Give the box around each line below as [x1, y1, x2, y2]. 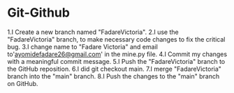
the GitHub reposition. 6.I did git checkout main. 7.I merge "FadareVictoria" [7, 65, 222, 73]
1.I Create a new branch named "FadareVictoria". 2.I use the [7, 28, 180, 36]
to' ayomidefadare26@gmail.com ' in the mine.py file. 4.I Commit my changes [7, 50, 228, 58]
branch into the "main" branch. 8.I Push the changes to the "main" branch [7, 71, 220, 81]
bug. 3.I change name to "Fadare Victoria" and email [7, 42, 159, 51]
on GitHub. [7, 79, 38, 87]
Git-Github [7, 5, 70, 21]
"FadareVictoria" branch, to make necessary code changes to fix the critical [7, 35, 226, 43]
